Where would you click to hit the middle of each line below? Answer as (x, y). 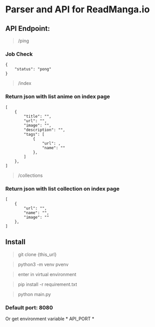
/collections (30, 175)
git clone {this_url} (37, 254)
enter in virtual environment (47, 274)
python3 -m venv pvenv (43, 264)
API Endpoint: (28, 29)
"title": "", (38, 116)
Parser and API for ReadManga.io (77, 10)
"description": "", (45, 130)
